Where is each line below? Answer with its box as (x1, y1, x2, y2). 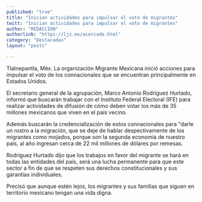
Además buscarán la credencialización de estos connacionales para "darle (6, 120, 193, 127)
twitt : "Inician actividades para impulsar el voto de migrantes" (6, 20, 178, 26)
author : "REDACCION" (6, 25, 59, 32)
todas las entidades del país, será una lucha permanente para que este (6, 158, 184, 165)
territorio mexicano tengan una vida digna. (6, 189, 113, 196)
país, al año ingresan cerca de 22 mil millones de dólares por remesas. (6, 140, 184, 147)
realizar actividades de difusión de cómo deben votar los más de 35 (6, 102, 177, 109)
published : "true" (6, 8, 53, 15)
